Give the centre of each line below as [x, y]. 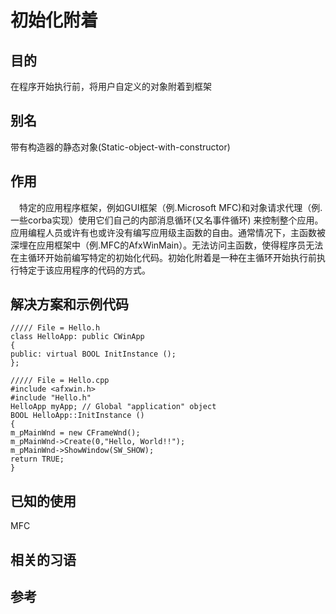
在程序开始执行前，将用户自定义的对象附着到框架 [111, 86]
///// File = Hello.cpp [60, 381]
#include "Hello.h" [51, 398]
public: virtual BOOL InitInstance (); [93, 354]
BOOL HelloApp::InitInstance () [77, 416]
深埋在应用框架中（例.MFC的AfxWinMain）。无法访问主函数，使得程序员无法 [167, 245]
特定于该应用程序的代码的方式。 [84, 270]
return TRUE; [37, 459]
